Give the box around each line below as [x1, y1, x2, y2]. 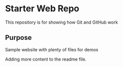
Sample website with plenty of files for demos [5, 46, 99, 52]
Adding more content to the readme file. [5, 56, 86, 62]
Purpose [5, 33, 32, 42]
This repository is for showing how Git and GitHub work [5, 19, 118, 25]
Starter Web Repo [5, 3, 80, 14]
